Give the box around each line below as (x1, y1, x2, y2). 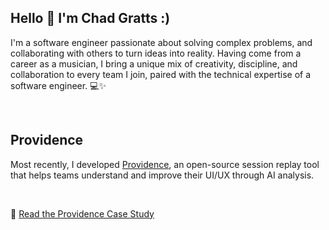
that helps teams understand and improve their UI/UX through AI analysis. (10, 169, 315, 181)
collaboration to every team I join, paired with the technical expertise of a (10, 68, 312, 80)
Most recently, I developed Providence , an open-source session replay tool (10, 158, 320, 170)
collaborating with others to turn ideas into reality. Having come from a (10, 47, 302, 59)
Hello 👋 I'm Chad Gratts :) (10, 10, 171, 27)
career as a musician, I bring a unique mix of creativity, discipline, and (10, 57, 298, 70)
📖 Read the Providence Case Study (10, 207, 155, 220)
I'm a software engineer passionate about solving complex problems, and (10, 36, 313, 48)
